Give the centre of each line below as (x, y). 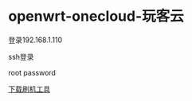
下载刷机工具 (29, 89)
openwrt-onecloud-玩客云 (96, 16)
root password (32, 72)
